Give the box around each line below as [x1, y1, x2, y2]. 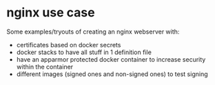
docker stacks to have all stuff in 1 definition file [16, 48, 152, 56]
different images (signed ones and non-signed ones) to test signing [16, 70, 208, 78]
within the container [16, 62, 74, 71]
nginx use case [6, 5, 95, 21]
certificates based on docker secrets [16, 40, 121, 49]
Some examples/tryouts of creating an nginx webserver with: [6, 27, 180, 36]
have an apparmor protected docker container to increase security [16, 55, 206, 63]
